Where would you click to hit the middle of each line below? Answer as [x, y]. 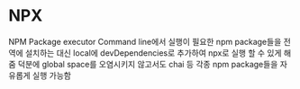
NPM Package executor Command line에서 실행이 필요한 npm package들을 [145, 41]
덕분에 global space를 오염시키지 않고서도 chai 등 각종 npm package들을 [148, 64]
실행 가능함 [51, 75]
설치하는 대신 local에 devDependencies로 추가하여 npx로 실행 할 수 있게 [153, 53]
